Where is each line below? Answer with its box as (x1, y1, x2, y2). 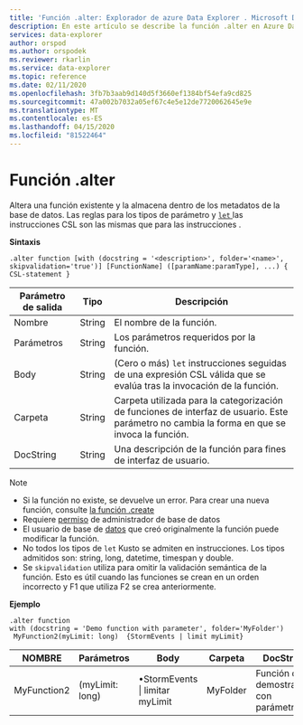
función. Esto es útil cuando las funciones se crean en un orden (22, 571, 260, 582)
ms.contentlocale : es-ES (9, 114, 103, 123)
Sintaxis (9, 236, 41, 247)
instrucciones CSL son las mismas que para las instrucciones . (9, 219, 242, 230)
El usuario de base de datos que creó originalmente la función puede (22, 523, 280, 534)
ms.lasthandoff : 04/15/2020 (9, 123, 115, 132)
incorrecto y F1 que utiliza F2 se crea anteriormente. (22, 580, 216, 592)
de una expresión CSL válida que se (114, 368, 266, 381)
